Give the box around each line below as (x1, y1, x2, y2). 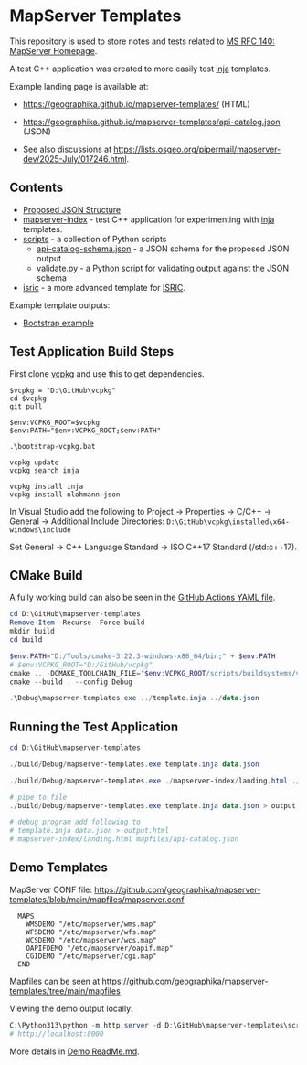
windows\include (9, 525, 71, 535)
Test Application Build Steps (9, 344, 175, 359)
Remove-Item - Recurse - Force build (9, 618, 145, 627)
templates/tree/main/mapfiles (9, 985, 121, 996)
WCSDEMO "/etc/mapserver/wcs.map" (26, 935, 157, 944)
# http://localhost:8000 (9, 1029, 104, 1038)
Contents (9, 180, 64, 196)
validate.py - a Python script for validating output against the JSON (36, 262, 290, 273)
